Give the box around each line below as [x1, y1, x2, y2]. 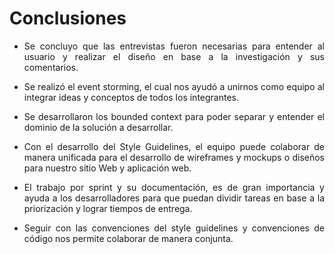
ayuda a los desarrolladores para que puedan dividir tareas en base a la [23, 192, 325, 204]
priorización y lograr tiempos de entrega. [23, 202, 193, 214]
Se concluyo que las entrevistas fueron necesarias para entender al [23, 40, 325, 52]
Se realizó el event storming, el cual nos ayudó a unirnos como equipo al [23, 80, 325, 92]
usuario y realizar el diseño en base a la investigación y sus [23, 50, 325, 62]
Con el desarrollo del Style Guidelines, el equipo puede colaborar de [23, 140, 325, 152]
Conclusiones [9, 7, 127, 30]
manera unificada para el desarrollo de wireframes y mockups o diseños [23, 151, 325, 163]
